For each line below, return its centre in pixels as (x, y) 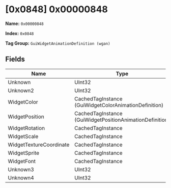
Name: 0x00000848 (25, 23)
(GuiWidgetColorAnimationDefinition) (119, 105)
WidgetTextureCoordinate (39, 145)
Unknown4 (21, 178)
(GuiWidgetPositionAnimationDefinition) (122, 120)
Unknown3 (21, 169)
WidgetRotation (26, 128)
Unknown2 (21, 90)
